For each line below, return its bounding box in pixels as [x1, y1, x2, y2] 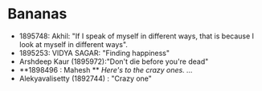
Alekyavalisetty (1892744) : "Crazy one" [18, 73, 152, 83]
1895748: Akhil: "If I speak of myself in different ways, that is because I [18, 31, 255, 41]
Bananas [7, 5, 68, 23]
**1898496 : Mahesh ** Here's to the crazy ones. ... [18, 65, 194, 74]
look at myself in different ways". [18, 39, 128, 49]
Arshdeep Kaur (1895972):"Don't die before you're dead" [18, 57, 209, 66]
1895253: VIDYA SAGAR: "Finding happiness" [18, 48, 170, 57]
